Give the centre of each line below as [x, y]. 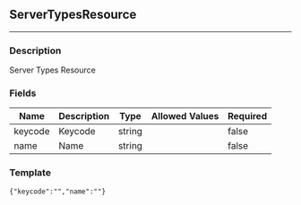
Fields [23, 93]
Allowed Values [185, 116]
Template [30, 173]
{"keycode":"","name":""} [57, 192]
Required [247, 116]
